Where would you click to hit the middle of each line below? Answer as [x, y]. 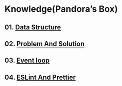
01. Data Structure [33, 27]
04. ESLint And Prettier [40, 77]
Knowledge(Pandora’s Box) [61, 9]
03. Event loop [27, 61]
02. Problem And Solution [45, 43]
